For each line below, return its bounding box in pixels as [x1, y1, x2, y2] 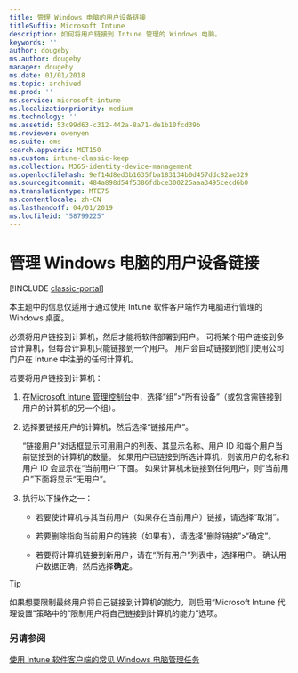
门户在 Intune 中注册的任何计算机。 [9, 353, 139, 364]
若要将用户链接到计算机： [9, 372, 103, 383]
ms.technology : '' [9, 112, 77, 121]
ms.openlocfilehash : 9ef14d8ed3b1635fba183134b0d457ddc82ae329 [9, 170, 249, 179]
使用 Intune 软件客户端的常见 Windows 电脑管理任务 [9, 653, 200, 664]
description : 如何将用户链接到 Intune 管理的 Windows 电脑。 [9, 29, 222, 38]
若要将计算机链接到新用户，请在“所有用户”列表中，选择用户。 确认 [35, 549, 278, 560]
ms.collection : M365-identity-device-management [9, 162, 193, 171]
